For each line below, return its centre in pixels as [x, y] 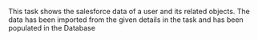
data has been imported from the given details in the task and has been [126, 20]
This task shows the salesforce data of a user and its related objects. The [129, 11]
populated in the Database [52, 28]
